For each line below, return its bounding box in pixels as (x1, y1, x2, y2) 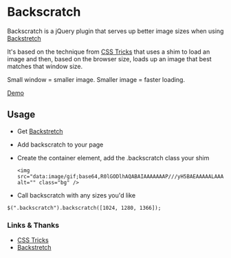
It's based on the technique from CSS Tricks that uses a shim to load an (7, 47, 210, 56)
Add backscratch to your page (16, 140, 104, 149)
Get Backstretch (16, 127, 63, 135)
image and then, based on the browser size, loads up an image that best (7, 54, 212, 63)
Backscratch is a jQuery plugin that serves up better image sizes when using (7, 27, 224, 35)
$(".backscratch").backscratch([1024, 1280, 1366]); (7, 204, 162, 211)
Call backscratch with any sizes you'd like (16, 191, 136, 200)
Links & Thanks (7, 220, 60, 230)
